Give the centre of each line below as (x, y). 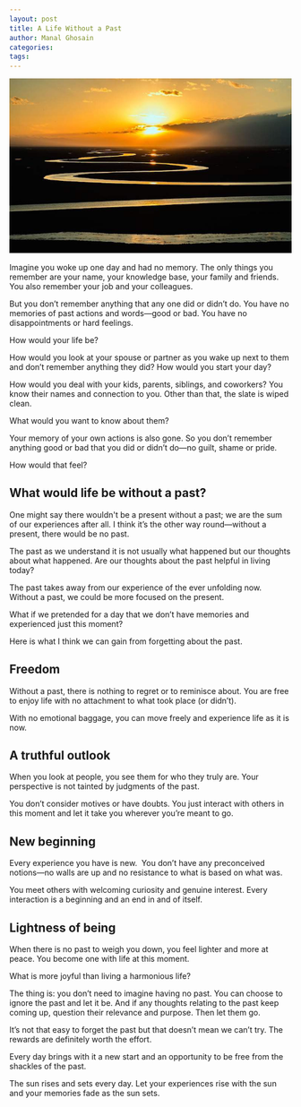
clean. (21, 403)
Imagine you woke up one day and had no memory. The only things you (141, 267)
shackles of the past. (48, 1066)
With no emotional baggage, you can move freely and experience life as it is (149, 717)
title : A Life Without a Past (66, 28)
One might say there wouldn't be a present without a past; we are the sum (146, 514)
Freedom (35, 669)
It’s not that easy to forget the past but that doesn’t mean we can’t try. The (146, 1029)
